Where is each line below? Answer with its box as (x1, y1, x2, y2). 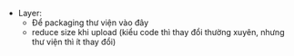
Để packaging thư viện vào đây (31, 17, 149, 28)
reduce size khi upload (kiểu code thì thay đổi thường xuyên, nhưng (31, 27, 285, 37)
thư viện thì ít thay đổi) (31, 36, 117, 47)
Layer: (17, 8, 43, 18)
